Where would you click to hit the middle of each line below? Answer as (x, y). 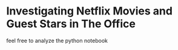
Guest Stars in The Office (71, 24)
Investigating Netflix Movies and (89, 11)
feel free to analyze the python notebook (57, 40)
